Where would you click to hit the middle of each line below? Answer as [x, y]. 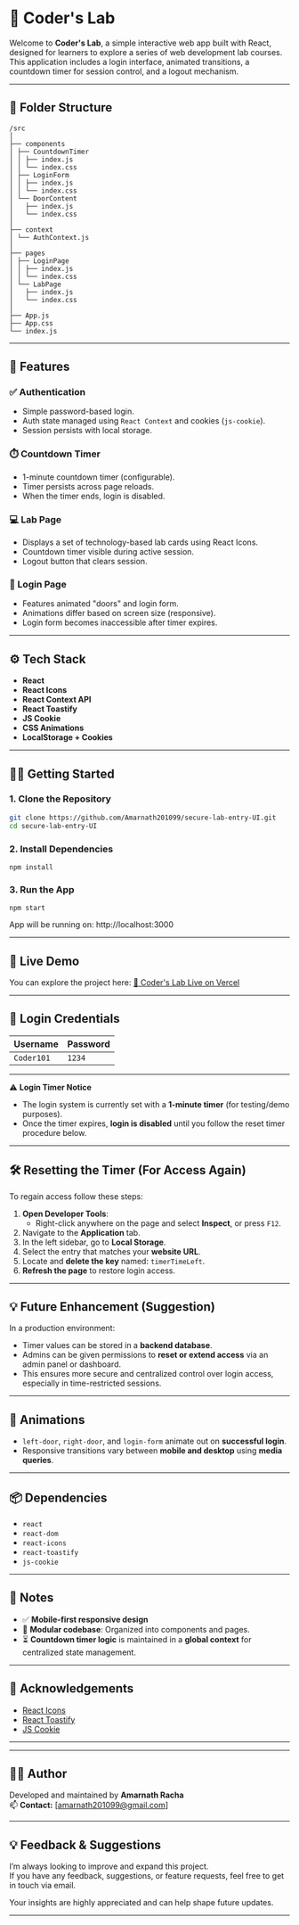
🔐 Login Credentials [65, 1019]
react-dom [40, 1534]
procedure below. [54, 1132]
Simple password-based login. [78, 411]
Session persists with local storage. [87, 431]
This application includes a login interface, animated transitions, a [129, 62]
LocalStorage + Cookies [67, 737]
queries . [38, 1460]
